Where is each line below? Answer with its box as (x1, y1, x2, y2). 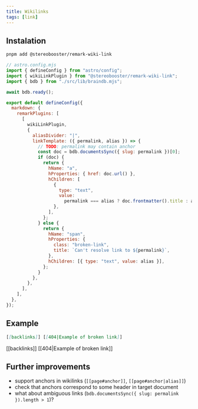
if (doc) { (37, 154, 65, 161)
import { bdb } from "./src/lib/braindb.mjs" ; (6, 78, 123, 84)
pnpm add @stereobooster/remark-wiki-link (6, 51, 112, 58)
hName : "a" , (48, 165, 78, 171)
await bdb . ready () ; (6, 89, 54, 95)
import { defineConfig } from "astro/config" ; (6, 68, 123, 74)
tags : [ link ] (6, 14, 38, 20)
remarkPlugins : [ (16, 111, 60, 117)
